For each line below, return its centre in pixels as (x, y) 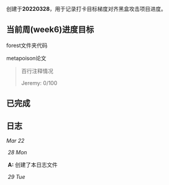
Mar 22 (15, 141)
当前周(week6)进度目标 (50, 30)
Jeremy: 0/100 (39, 83)
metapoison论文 (26, 58)
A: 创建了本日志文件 (33, 165)
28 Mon (17, 152)
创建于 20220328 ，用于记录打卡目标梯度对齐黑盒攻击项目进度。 (86, 9)
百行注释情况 (37, 71)
